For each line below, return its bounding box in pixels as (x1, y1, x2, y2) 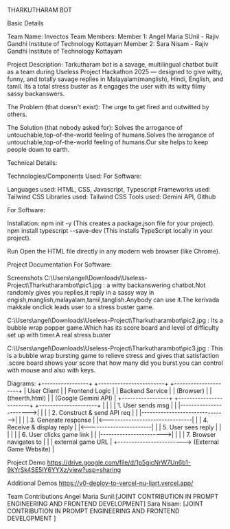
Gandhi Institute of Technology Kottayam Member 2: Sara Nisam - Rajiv (7, 40, 209, 47)
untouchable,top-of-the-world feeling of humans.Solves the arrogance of (7, 131, 215, 139)
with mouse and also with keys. (7, 366, 96, 374)
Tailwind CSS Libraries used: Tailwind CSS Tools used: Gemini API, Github (7, 192, 216, 201)
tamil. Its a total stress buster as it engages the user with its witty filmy (7, 82, 206, 90)
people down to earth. (7, 146, 70, 153)
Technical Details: (7, 159, 58, 167)
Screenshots (7, 274, 43, 282)
